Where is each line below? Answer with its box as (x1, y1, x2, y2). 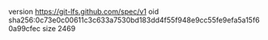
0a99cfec (8, 24, 40, 33)
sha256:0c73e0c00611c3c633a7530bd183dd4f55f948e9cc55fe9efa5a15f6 (8, 15, 261, 25)
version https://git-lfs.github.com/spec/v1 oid (8, 7, 160, 16)
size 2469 (41, 24, 76, 33)
